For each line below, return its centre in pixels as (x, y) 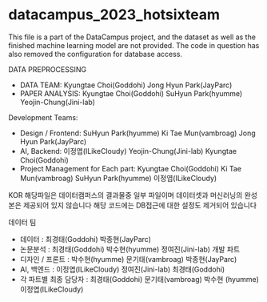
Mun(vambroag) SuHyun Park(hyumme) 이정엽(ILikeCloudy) (118, 178)
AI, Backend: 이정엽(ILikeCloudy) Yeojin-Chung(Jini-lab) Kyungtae (128, 151)
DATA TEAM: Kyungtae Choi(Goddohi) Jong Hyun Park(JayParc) (126, 85)
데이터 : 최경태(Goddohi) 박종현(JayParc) (86, 239)
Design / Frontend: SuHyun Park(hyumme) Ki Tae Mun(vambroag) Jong (137, 133)
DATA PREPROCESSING (47, 69)
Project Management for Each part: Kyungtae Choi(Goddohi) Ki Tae (131, 168)
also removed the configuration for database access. (95, 54)
